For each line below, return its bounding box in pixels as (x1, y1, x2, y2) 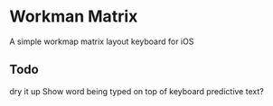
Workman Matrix (9, 6, 138, 27)
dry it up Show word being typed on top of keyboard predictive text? (9, 85, 264, 96)
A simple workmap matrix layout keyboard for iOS (9, 36, 194, 47)
